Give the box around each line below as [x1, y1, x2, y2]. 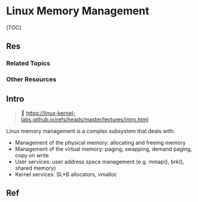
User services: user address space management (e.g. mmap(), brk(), [14, 158, 184, 165]
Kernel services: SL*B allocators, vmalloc [14, 170, 118, 177]
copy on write [14, 151, 49, 159]
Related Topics [6, 59, 51, 68]
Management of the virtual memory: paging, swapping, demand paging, [14, 145, 193, 152]
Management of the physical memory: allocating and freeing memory [14, 139, 186, 146]
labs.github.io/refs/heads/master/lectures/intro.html [20, 115, 148, 123]
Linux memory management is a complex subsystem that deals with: [6, 127, 175, 134]
